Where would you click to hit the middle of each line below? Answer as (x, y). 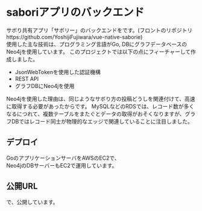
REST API (27, 78)
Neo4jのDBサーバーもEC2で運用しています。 (62, 165)
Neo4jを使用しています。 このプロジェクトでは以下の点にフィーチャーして (99, 51)
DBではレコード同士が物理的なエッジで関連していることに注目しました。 (102, 121)
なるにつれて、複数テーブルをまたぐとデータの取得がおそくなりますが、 (96, 114)
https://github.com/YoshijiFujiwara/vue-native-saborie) (74, 37)
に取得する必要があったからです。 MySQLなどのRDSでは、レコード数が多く (100, 106)
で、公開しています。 (32, 202)
